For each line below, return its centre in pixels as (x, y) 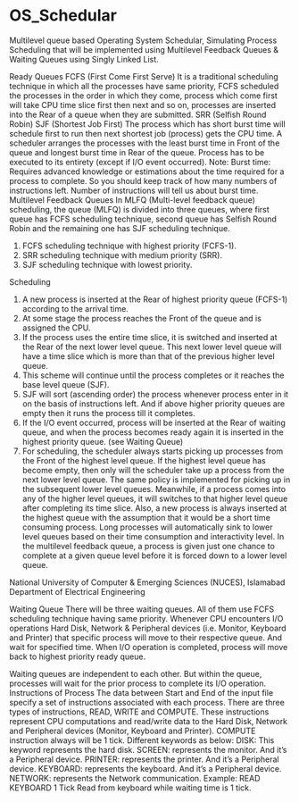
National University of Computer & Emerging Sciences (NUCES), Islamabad (147, 582)
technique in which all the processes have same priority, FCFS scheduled (144, 86)
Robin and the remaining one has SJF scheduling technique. (120, 228)
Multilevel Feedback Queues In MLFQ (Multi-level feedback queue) (133, 200)
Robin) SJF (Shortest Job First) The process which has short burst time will (147, 124)
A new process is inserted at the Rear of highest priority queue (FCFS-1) (155, 299)
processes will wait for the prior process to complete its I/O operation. (138, 683)
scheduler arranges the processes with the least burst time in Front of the (145, 143)
